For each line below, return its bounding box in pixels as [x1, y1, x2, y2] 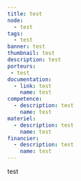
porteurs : [7, 63, 37, 70]
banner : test [7, 43, 46, 50]
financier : [7, 135, 39, 142]
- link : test [13, 82, 52, 89]
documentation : [7, 75, 52, 83]
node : [7, 17, 23, 24]
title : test [7, 10, 42, 18]
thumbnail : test [7, 50, 55, 57]
